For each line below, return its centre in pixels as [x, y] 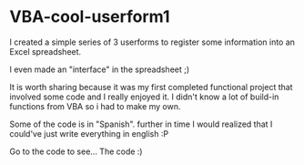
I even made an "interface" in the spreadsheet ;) [100, 69]
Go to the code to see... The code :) [76, 151]
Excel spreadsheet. [46, 51]
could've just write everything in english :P [89, 133]
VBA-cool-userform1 [90, 17]
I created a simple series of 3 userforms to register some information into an [152, 42]
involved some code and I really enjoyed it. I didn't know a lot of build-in [144, 97]
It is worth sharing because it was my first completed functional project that [151, 87]
